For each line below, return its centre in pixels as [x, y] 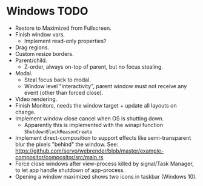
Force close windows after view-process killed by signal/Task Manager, [104, 164]
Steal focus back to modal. [57, 80]
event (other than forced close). [64, 92]
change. [25, 112]
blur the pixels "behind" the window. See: [67, 144]
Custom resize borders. [44, 53]
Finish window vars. [40, 34]
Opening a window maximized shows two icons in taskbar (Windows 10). [106, 176]
